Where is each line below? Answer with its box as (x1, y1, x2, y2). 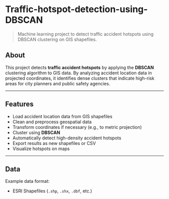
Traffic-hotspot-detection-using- (5, 4, 148, 15)
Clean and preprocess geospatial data (12, 119, 92, 125)
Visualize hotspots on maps (12, 145, 70, 152)
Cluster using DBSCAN (12, 129, 60, 135)
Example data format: (5, 178, 50, 184)
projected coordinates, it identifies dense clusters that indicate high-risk (5, 75, 154, 81)
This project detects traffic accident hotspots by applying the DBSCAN (5, 64, 154, 70)
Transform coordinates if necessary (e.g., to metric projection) (12, 124, 142, 130)
